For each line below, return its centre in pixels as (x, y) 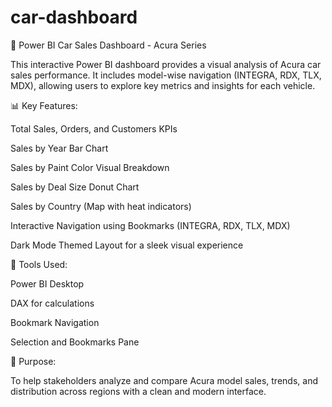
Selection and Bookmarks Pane (75, 342)
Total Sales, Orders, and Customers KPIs (94, 128)
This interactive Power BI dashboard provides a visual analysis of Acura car (166, 64)
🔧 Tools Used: (39, 264)
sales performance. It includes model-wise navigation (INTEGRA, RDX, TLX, (166, 75)
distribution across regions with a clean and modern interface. (138, 391)
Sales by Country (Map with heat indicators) (101, 206)
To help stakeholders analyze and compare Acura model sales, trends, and (164, 380)
